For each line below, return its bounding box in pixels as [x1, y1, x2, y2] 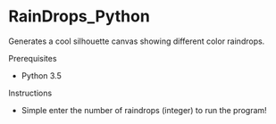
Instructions [8, 87, 53, 98]
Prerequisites [8, 53, 57, 63]
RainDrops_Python [8, 6, 151, 27]
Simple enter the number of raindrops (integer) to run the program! [21, 104, 267, 115]
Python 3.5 [21, 70, 62, 81]
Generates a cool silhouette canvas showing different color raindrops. [8, 36, 265, 46]
